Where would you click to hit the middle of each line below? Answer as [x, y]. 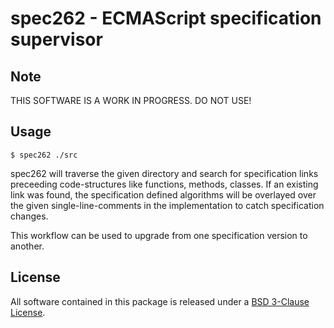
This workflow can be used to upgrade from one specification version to [159, 235]
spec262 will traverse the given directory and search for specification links [164, 173]
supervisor [56, 39]
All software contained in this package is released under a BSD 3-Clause [160, 301]
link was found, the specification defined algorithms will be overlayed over [163, 194]
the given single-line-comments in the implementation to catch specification [167, 205]
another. [27, 246]
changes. [29, 216]
